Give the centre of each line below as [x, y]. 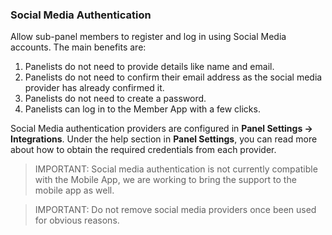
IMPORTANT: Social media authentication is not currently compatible [176, 169]
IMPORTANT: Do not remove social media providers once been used [175, 210]
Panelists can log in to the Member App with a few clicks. [142, 109]
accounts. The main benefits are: [78, 47]
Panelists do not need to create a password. [115, 99]
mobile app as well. [74, 190]
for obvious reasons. [77, 220]
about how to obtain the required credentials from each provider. [143, 150]
